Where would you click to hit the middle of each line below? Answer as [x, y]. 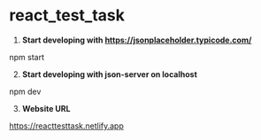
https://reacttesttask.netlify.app [66, 126]
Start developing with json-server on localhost [109, 74]
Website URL [46, 108]
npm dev [25, 91]
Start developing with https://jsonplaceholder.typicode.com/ [137, 40]
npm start [27, 57]
